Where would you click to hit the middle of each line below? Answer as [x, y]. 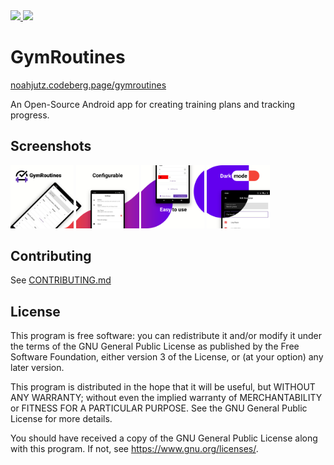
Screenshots [51, 146]
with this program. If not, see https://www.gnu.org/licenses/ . [134, 449]
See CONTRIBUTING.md [61, 280]
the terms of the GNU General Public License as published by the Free [155, 346]
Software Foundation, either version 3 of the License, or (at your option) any [167, 357]
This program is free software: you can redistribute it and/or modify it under [166, 336]
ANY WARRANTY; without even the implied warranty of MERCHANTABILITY [166, 398]
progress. [30, 115]
